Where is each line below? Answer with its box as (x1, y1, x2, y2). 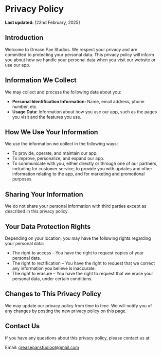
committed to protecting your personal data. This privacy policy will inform (5, 52, 154, 57)
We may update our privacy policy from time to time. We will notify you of (5, 302, 152, 308)
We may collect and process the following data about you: (5, 89, 122, 95)
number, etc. (12, 104, 38, 109)
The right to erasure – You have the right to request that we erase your (12, 271, 153, 276)
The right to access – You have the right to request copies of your (12, 250, 144, 256)
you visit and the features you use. (12, 114, 82, 120)
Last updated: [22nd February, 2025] (5, 19, 80, 25)
